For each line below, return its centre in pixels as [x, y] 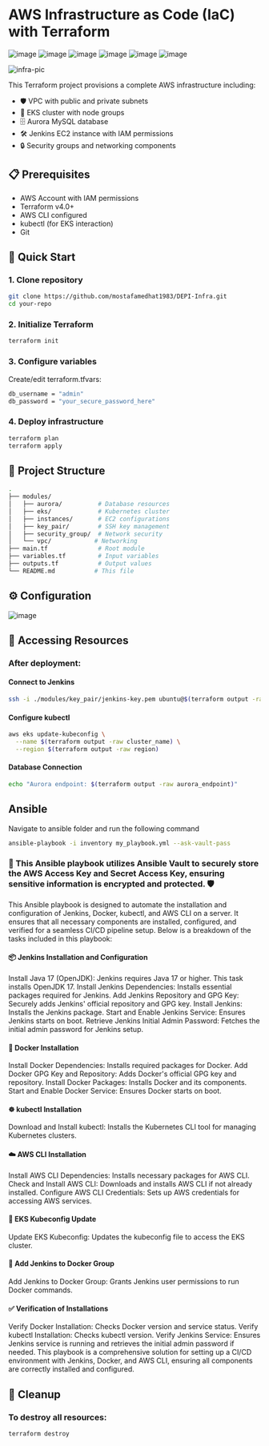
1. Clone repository [46, 280]
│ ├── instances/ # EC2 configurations [89, 519]
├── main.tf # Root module [77, 549]
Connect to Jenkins [41, 682]
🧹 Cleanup [35, 1394]
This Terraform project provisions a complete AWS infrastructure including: [132, 85]
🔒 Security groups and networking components [98, 145]
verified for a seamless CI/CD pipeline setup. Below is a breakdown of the [130, 930]
